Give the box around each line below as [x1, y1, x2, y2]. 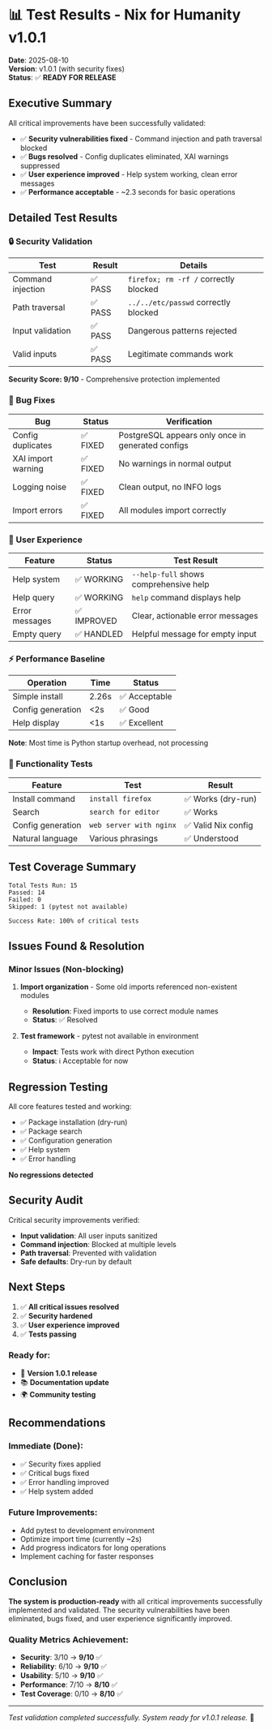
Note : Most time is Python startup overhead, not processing [8, 738, 209, 748]
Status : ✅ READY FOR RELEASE [8, 72, 117, 82]
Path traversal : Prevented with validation [19, 1248, 157, 1258]
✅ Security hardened [19, 1310, 93, 1320]
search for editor [88, 807, 160, 816]
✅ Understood [184, 833, 239, 844]
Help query [12, 592, 55, 604]
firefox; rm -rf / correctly [127, 273, 235, 285]
